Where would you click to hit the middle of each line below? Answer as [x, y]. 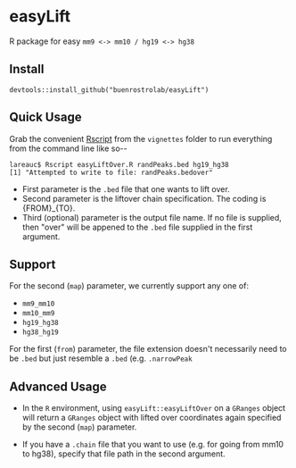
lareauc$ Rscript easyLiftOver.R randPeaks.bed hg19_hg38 [119, 164]
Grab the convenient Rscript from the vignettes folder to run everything [141, 138]
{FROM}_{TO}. [49, 208]
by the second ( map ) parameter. [79, 427]
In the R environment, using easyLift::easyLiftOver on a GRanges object [154, 408]
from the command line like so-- [68, 148]
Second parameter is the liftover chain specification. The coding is [144, 198]
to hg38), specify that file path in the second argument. [123, 454]
